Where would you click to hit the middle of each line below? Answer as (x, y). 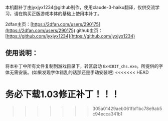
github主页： (90, 30)
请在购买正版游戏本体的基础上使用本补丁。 (58, 13)
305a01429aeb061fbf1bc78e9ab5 (127, 108)
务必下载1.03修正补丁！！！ (63, 94)
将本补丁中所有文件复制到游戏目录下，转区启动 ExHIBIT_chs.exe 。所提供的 (82, 66)
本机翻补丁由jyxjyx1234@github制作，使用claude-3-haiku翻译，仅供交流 (80, 7)
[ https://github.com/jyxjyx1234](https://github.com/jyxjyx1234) (70, 36)
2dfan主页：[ (19, 24)
